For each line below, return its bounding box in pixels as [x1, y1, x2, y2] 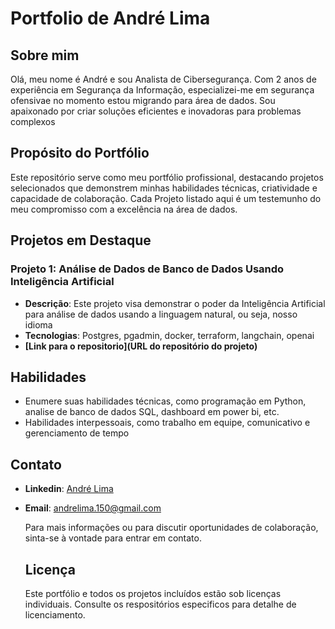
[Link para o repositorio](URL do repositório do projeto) [24, 340, 258, 352]
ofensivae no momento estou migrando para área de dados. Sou [10, 95, 276, 106]
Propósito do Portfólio [10, 145, 150, 162]
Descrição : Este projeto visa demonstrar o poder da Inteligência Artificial [24, 297, 326, 309]
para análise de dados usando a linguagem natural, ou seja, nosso [24, 308, 298, 320]
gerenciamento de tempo [24, 427, 130, 439]
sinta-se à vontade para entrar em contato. [24, 532, 202, 544]
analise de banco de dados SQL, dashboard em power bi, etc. [24, 406, 280, 418]
